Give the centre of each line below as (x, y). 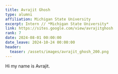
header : (13, 47)
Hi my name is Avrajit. (28, 66)
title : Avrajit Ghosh (28, 10)
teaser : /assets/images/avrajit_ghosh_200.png (59, 51)
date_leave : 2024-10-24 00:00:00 (40, 42)
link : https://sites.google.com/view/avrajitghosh (59, 28)
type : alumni (19, 14)
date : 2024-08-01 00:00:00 (33, 38)
